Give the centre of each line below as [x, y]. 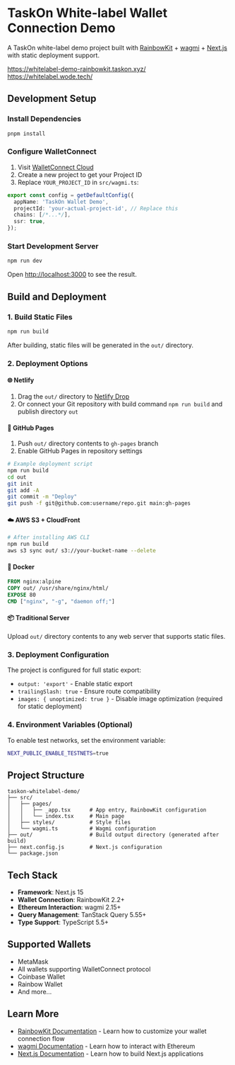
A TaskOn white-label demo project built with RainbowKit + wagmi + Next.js [117, 47]
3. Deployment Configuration [58, 654]
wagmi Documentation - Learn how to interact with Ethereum [106, 1046]
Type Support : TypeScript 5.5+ [63, 923]
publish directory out [48, 411]
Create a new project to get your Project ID [80, 174]
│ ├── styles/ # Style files [69, 823]
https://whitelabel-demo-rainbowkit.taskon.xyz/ [77, 69]
